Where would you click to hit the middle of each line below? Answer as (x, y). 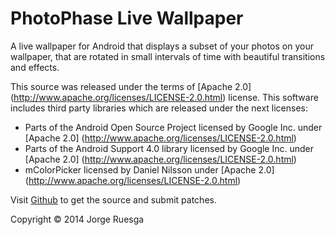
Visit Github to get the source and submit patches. (113, 199)
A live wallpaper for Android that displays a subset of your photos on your (162, 46)
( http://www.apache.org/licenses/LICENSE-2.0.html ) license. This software (164, 97)
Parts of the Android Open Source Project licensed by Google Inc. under (173, 127)
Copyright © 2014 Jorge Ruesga (77, 219)
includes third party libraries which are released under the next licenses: (159, 108)
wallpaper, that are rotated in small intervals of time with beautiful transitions (168, 56)
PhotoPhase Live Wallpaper (127, 18)
